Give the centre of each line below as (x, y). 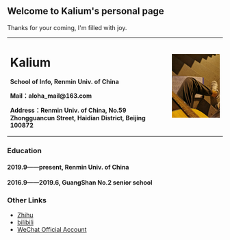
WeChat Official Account (52, 230)
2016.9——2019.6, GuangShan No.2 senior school (80, 183)
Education (25, 150)
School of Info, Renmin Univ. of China (65, 81)
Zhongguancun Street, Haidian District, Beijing (78, 118)
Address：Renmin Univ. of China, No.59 (68, 110)
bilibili (25, 222)
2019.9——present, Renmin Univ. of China (68, 167)
